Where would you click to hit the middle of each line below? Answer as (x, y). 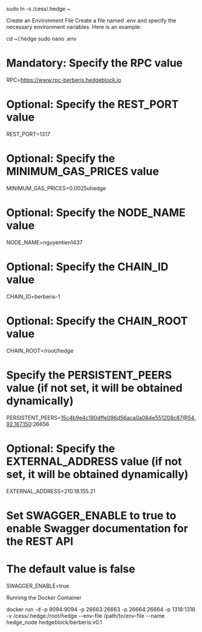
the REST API (40, 541)
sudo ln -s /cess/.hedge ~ (38, 9)
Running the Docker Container (44, 597)
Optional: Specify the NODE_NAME (96, 213)
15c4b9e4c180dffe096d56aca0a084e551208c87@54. (128, 417)
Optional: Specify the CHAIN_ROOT (97, 321)
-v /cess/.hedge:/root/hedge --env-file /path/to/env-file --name (86, 616)
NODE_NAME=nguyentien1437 (44, 242)
